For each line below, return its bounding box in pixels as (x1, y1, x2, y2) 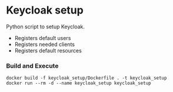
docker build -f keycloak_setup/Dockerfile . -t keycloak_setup (6, 75, 167, 81)
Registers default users (14, 34, 71, 41)
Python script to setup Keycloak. (6, 23, 85, 30)
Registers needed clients (14, 41, 75, 48)
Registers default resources (14, 47, 82, 54)
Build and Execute (6, 61, 59, 70)
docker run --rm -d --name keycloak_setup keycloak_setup (6, 80, 151, 86)
